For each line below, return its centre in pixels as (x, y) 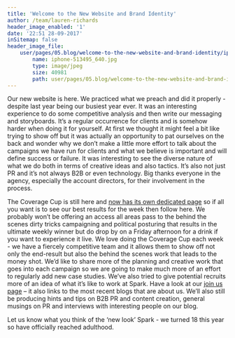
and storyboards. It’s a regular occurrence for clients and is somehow (107, 121)
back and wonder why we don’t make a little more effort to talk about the (112, 144)
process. (20, 188)
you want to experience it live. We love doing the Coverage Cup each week (115, 239)
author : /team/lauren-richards (53, 20)
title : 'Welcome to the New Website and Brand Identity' (92, 14)
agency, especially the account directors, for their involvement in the (106, 181)
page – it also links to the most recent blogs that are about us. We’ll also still (116, 291)
